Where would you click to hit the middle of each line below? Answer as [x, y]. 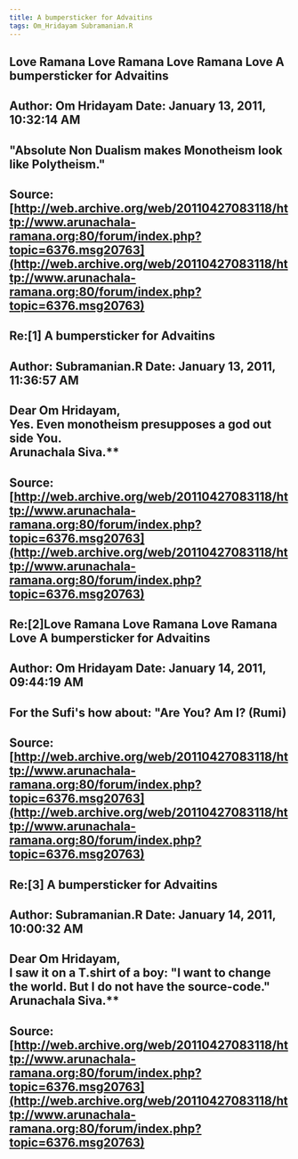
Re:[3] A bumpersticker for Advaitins [113, 884]
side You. [36, 439]
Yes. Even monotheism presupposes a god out [141, 424]
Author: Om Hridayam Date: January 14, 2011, [138, 669]
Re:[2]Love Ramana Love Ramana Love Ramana [143, 624]
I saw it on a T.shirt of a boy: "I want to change [140, 973]
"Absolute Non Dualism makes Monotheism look [146, 150]
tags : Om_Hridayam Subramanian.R [71, 26]
